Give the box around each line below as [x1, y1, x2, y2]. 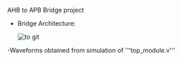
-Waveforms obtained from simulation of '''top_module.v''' [7, 46, 176, 54]
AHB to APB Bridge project [7, 6, 84, 14]
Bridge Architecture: [17, 19, 76, 27]
